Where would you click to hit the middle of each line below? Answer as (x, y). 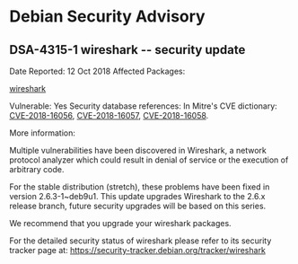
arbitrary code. (37, 169)
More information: (43, 133)
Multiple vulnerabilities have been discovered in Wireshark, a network (138, 150)
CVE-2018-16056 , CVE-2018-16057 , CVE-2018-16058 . (109, 115)
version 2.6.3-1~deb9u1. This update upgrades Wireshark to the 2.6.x (137, 196)
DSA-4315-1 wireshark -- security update (127, 50)
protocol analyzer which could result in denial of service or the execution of (149, 160)
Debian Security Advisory (107, 17)
